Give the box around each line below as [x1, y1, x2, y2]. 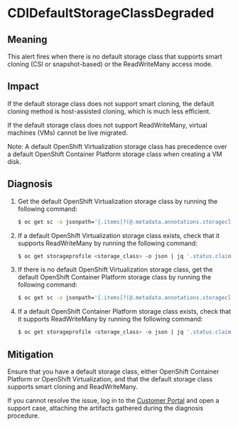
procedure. [7, 411, 40, 420]
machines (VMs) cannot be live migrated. [7, 128, 128, 137]
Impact [7, 81, 39, 93]
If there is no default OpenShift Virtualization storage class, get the [17, 265, 213, 274]
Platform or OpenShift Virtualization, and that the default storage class [7, 374, 213, 383]
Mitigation [7, 348, 54, 361]
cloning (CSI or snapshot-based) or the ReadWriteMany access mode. [7, 60, 213, 68]
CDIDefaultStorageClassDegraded [7, 5, 215, 21]
